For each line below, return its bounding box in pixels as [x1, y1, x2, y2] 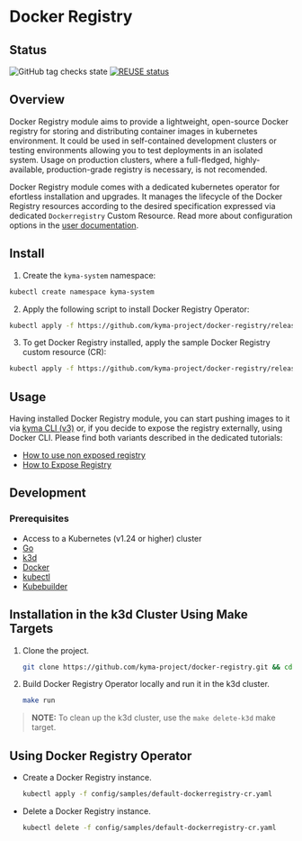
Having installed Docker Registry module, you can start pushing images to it [9, 413, 290, 425]
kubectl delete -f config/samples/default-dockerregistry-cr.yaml [22, 823, 277, 832]
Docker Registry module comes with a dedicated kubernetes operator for [9, 181, 280, 192]
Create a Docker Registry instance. [22, 772, 153, 783]
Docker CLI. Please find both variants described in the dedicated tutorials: [9, 433, 283, 443]
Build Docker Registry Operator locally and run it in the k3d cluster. [22, 679, 270, 690]
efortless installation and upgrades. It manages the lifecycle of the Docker [9, 191, 283, 202]
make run [22, 696, 56, 705]
